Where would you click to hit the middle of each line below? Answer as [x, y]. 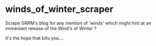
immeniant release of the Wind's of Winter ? [51, 28]
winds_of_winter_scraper [59, 9]
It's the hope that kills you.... [35, 38]
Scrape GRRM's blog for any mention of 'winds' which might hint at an [78, 23]
